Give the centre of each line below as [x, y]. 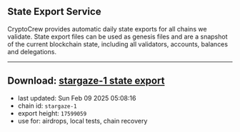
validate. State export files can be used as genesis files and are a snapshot [117, 36]
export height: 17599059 [52, 113]
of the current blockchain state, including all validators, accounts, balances [118, 44]
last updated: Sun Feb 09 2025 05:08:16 [77, 98]
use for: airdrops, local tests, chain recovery [82, 121]
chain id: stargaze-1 [47, 106]
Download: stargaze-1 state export [86, 81]
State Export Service [54, 12]
